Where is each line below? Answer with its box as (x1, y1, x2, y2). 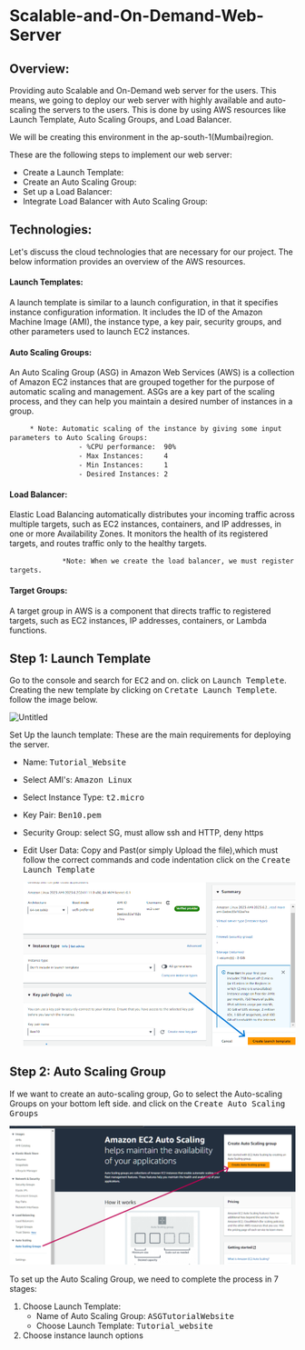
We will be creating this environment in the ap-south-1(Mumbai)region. (9, 132, 274, 142)
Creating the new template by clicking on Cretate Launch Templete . (9, 685, 278, 695)
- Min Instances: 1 (78, 461, 169, 470)
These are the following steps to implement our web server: (9, 149, 233, 160)
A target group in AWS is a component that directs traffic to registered (9, 605, 271, 616)
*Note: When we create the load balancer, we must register (62, 556, 295, 566)
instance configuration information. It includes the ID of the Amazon (9, 306, 263, 318)
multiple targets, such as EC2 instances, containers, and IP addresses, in (9, 519, 281, 530)
